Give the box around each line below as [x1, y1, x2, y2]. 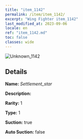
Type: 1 [5, 110, 21, 116]
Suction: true [5, 119, 33, 125]
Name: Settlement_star [5, 80, 52, 87]
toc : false [5, 35, 28, 40]
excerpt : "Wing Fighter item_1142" [5, 16, 79, 21]
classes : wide [5, 40, 35, 45]
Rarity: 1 [5, 100, 22, 106]
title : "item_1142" [5, 7, 45, 12]
